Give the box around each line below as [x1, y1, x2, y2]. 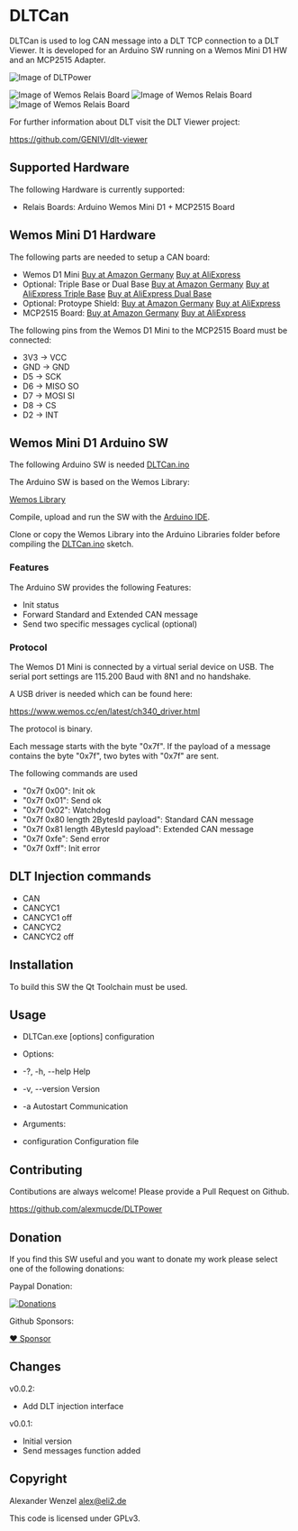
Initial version [22, 1435, 72, 1446]
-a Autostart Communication [22, 1101, 129, 1112]
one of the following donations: [9, 1263, 125, 1274]
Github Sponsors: [9, 1316, 75, 1326]
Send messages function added [22, 1444, 141, 1456]
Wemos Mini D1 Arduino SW [9, 435, 169, 451]
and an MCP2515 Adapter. [9, 54, 106, 65]
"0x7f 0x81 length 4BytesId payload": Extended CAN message [22, 823, 254, 834]
